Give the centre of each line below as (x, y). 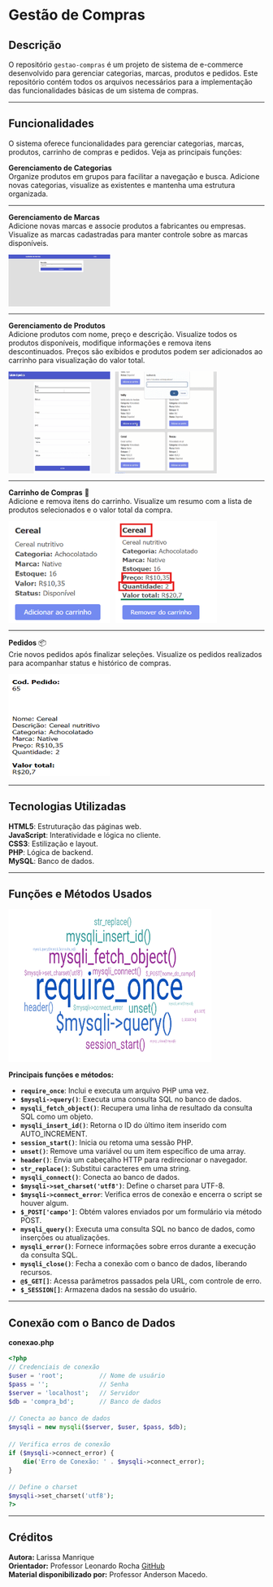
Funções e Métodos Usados (80, 894)
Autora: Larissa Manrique (52, 1557)
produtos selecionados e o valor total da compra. (91, 510)
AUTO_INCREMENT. (54, 1134)
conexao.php (31, 1343)
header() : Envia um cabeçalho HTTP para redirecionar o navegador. (134, 1160)
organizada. (28, 194)
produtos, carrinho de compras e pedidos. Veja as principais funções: (125, 151)
